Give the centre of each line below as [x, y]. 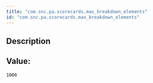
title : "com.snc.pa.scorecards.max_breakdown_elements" [77, 12]
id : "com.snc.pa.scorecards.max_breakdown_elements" [73, 17]
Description [28, 41]
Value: [18, 61]
